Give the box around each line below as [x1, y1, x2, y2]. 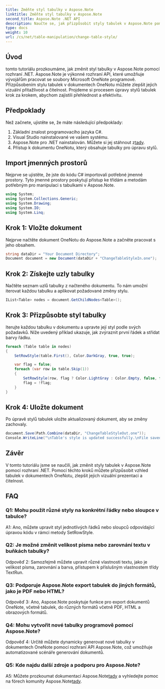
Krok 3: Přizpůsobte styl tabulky [5, 311, 107, 320]
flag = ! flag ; [23, 380, 52, 385]
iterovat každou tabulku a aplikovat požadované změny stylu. [5, 288, 129, 294]
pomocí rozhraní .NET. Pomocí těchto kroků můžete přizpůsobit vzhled [5, 467, 148, 473]
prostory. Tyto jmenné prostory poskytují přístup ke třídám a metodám [5, 177, 147, 183]
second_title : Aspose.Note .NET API [5, 16, 80, 21]
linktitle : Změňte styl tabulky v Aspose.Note [5, 12, 102, 17]
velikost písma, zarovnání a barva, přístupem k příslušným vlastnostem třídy [5, 564, 159, 570]
